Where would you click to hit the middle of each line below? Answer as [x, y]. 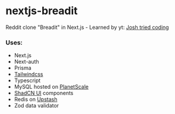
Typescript [27, 80]
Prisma [23, 68]
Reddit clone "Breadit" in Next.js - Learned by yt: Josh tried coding [87, 27]
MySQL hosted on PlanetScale [51, 87]
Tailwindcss [28, 74]
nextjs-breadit [42, 11]
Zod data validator [36, 106]
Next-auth [26, 62]
